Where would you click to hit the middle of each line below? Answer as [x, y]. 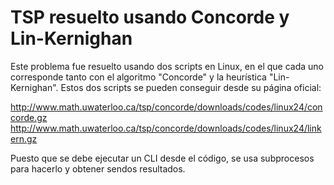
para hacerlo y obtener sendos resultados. [98, 168]
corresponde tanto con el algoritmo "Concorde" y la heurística [138, 77]
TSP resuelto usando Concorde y [150, 17]
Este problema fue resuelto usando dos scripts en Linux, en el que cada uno [167, 66]
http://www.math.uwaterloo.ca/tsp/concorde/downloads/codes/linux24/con [166, 107]
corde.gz [29, 117]
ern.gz [24, 138]
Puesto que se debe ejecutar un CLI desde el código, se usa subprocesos [162, 158]
